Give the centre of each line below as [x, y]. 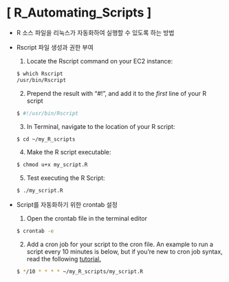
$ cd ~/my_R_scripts [46, 139]
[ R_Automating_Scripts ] [79, 13]
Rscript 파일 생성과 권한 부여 [55, 47]
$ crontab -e [35, 231]
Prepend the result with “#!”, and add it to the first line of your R [117, 93]
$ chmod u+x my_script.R [52, 165]
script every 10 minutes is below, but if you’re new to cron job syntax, [124, 252]
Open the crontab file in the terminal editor [87, 219]
